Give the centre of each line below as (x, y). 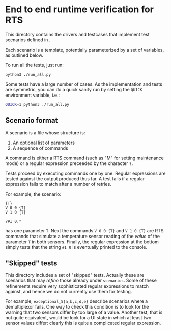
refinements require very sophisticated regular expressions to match (77, 286)
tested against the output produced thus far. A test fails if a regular (75, 179)
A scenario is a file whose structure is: (45, 133)
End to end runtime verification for (80, 9)
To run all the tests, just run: (34, 65)
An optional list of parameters (44, 143)
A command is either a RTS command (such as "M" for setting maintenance (85, 158)
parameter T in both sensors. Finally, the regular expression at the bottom (82, 242)
